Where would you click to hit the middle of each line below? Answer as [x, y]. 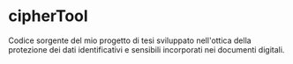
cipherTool [49, 16]
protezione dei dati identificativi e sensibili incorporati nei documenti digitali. [146, 49]
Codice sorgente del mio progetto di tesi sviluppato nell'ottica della [130, 40]
